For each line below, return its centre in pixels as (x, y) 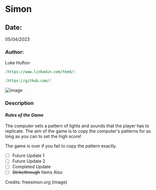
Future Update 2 (29, 161)
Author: (15, 52)
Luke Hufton (18, 63)
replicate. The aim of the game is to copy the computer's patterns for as (78, 131)
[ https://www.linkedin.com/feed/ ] (41, 72)
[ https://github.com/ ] (28, 81)
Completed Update (31, 167)
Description (19, 103)
